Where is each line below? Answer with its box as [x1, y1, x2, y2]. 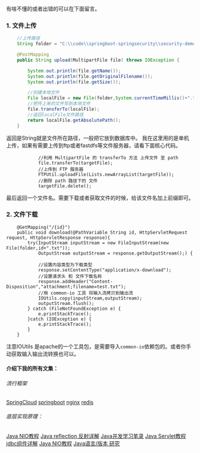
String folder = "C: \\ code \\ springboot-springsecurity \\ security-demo [17, 41, 196, 47]
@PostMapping [17, 52, 49, 58]
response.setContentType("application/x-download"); [37, 267, 171, 273]
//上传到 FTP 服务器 [37, 166, 84, 172]
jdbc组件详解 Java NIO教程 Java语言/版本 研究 [6, 439, 120, 447]
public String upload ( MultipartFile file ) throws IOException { [17, 57, 180, 63]
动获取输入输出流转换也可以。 [6, 350, 79, 357]
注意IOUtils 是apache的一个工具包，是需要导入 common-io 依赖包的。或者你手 [6, 342, 192, 350]
